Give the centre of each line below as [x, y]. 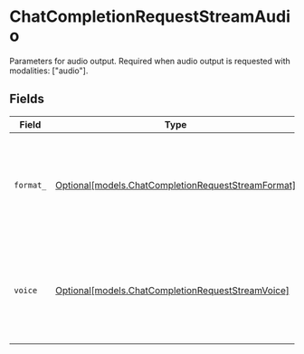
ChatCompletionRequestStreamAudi [150, 17]
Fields [27, 99]
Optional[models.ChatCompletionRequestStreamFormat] [176, 185]
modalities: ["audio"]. [49, 71]
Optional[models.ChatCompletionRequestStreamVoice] [172, 290]
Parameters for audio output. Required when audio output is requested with [150, 61]
